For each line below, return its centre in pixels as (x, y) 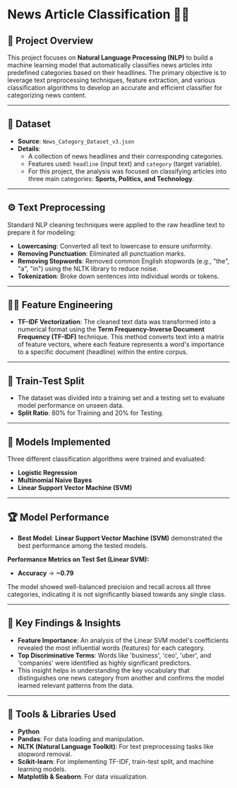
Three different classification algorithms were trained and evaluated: (107, 459)
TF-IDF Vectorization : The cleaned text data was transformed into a (117, 322)
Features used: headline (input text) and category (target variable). (125, 164)
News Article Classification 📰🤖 (99, 15)
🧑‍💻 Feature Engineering (60, 305)
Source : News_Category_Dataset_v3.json (76, 141)
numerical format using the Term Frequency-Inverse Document (111, 329)
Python (29, 731)
